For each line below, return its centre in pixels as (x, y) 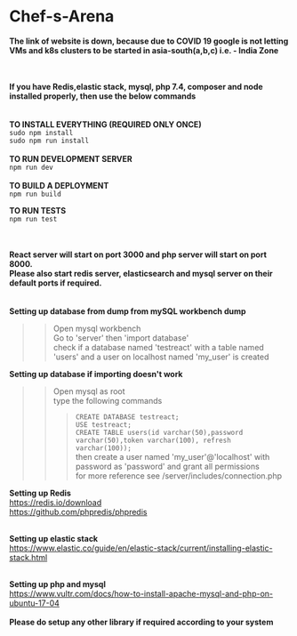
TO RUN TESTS (38, 210)
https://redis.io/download (56, 502)
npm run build (36, 194)
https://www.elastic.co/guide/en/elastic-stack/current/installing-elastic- (141, 548)
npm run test (33, 219)
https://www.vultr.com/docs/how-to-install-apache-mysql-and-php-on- (141, 593)
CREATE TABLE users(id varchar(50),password (159, 432)
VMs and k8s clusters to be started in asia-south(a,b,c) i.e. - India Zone (144, 50)
